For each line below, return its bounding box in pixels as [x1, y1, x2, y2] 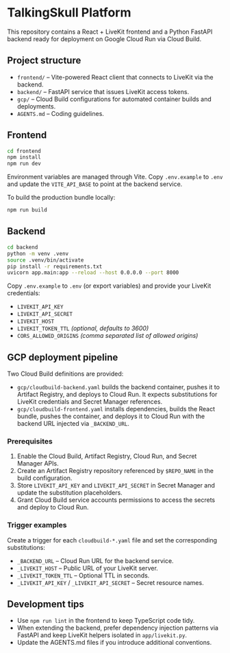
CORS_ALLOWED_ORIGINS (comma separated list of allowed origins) [16, 332, 199, 340]
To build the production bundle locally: [7, 194, 116, 202]
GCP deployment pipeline [7, 352, 118, 363]
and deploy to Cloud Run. [16, 503, 89, 512]
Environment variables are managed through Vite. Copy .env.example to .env [7, 173, 223, 181]
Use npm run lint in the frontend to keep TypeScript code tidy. [16, 617, 195, 625]
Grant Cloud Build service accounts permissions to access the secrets [16, 496, 216, 504]
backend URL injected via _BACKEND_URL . [16, 420, 130, 428]
